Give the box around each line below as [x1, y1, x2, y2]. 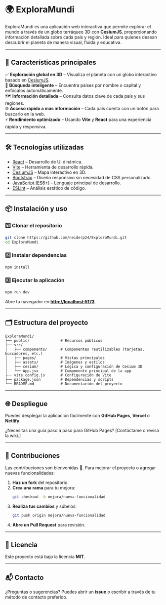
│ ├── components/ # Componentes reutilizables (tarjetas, [5, 347, 145, 352]
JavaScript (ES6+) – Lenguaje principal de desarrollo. [12, 180, 121, 186]
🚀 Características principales [5, 58, 96, 67]
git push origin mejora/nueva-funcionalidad [12, 513, 106, 518]
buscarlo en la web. [5, 111, 45, 117]
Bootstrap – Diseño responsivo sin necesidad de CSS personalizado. [12, 174, 152, 180]
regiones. [5, 100, 25, 106]
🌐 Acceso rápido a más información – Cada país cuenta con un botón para [5, 105, 159, 111]
